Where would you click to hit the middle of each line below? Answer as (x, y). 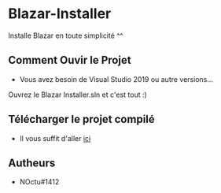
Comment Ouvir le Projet (70, 60)
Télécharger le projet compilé (81, 119)
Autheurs (32, 163)
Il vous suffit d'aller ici (55, 138)
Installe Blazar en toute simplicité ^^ (66, 35)
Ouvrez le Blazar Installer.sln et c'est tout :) (77, 95)
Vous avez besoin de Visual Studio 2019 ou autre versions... (116, 79)
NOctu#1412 (39, 182)
